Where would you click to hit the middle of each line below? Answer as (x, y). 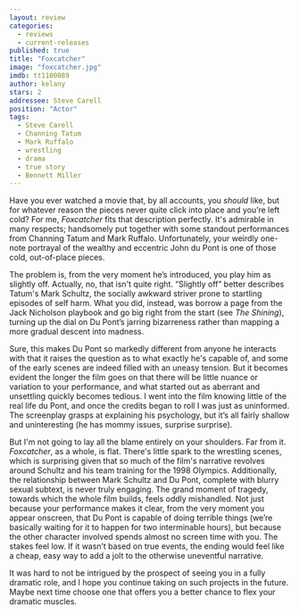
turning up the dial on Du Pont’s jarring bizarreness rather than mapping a (144, 322)
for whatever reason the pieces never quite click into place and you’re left (145, 210)
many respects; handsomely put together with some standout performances (149, 229)
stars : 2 (25, 92)
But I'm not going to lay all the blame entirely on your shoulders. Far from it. (148, 442)
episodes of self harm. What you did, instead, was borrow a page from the (146, 303)
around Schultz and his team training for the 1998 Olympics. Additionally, (143, 470)
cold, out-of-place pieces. (57, 257)
